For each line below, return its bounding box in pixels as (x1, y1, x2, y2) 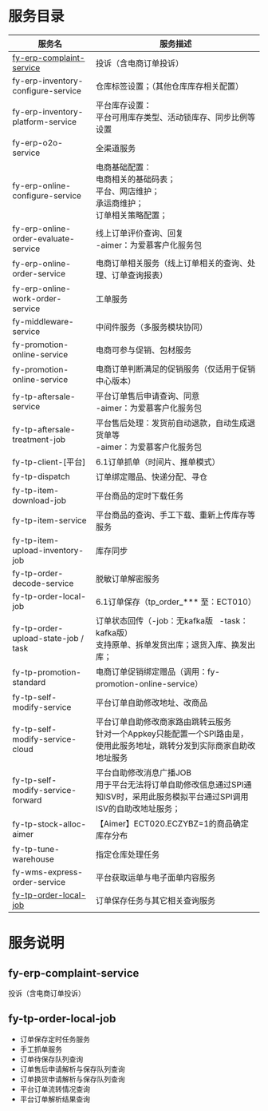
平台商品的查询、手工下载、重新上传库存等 (95, 509, 256, 520)
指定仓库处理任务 (95, 849, 160, 860)
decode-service (12, 577, 74, 588)
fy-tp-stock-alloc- (12, 818, 86, 830)
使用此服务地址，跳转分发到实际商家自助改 (95, 740, 256, 751)
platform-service (12, 116, 77, 127)
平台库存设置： (95, 99, 152, 110)
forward (12, 794, 42, 806)
